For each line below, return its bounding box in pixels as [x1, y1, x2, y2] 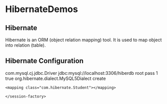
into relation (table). [5, 42, 46, 48]
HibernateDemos [5, 4, 78, 15]
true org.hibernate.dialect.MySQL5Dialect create [5, 75, 106, 81]
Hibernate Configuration [5, 57, 84, 65]
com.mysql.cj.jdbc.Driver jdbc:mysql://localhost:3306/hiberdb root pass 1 [5, 70, 158, 76]
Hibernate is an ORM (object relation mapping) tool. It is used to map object [5, 37, 162, 43]
